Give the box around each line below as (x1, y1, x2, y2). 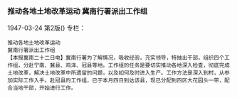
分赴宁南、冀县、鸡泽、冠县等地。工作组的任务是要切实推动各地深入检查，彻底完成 (23, 62, 230, 69)
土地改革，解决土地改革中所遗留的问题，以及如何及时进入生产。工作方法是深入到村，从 (7, 70, 225, 77)
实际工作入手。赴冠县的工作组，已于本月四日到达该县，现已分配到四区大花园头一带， (12, 77, 225, 85)
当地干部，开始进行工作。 (12, 85, 77, 92)
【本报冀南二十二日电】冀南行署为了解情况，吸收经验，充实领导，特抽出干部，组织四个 (7, 55, 225, 62)
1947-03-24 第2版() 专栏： (7, 23, 86, 33)
